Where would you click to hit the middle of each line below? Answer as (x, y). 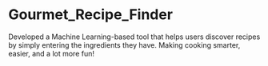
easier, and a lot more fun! (51, 53)
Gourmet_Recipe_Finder (91, 15)
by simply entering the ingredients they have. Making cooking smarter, (124, 45)
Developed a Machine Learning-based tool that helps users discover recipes (134, 37)
